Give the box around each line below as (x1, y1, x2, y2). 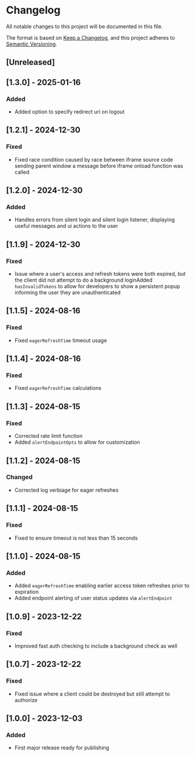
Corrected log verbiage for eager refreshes (14, 487, 119, 494)
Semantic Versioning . (6, 40, 57, 47)
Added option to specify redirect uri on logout (14, 108, 125, 115)
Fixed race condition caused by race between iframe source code (14, 156, 173, 163)
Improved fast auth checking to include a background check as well (14, 642, 177, 649)
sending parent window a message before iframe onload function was (14, 162, 183, 169)
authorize (14, 696, 38, 703)
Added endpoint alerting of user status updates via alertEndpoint (14, 595, 173, 602)
